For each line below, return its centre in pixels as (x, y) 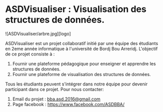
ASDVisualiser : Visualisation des (76, 9)
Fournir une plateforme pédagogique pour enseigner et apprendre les (84, 63)
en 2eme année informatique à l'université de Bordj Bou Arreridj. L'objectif (81, 48)
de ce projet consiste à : (30, 54)
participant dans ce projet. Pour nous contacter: (54, 89)
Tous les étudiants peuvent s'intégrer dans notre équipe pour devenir (76, 84)
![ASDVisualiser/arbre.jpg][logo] (38, 33)
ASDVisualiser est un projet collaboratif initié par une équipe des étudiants (82, 43)
